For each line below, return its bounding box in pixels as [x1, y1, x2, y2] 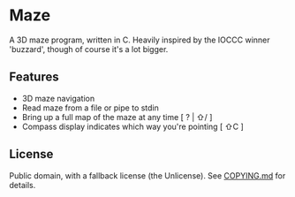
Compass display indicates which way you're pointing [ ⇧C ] [21, 121, 245, 132]
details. [9, 179, 36, 190]
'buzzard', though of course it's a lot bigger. [9, 43, 169, 54]
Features [9, 70, 59, 85]
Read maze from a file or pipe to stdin [21, 102, 159, 113]
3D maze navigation [21, 93, 95, 103]
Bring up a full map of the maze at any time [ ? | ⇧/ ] [21, 111, 213, 122]
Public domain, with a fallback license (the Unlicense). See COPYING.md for [9, 170, 286, 181]
